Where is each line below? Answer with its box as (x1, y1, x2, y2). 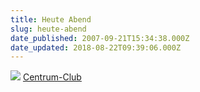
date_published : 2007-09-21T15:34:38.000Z (10, 33, 190, 43)
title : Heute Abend (10, 14, 92, 25)
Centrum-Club (22, 71, 82, 83)
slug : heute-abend (10, 24, 87, 34)
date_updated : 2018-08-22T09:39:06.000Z (10, 42, 182, 53)
